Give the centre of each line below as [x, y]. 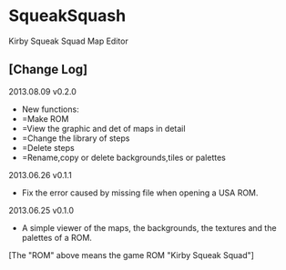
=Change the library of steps [76, 138]
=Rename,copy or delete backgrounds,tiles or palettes [124, 157]
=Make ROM [45, 118]
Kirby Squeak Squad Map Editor [68, 41]
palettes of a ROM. [57, 237]
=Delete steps [48, 147]
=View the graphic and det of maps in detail [103, 128]
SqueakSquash [67, 16]
